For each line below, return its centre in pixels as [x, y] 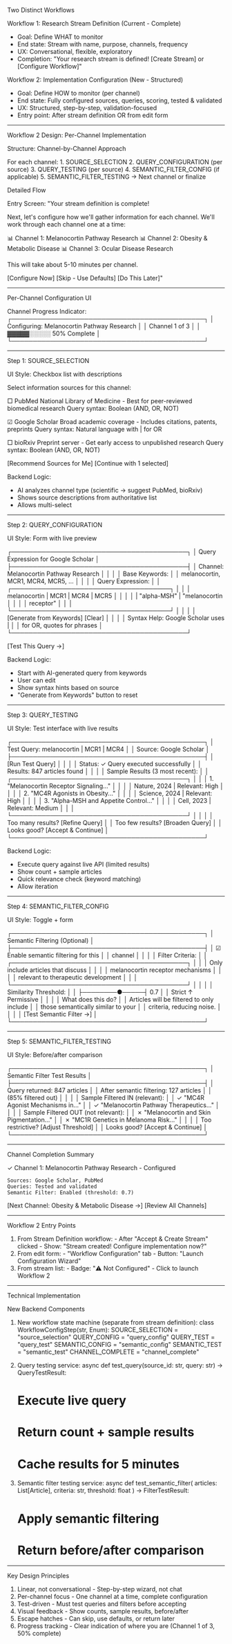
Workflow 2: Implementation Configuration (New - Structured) [95, 80]
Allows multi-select [45, 505]
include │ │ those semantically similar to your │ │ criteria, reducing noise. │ [114, 1007]
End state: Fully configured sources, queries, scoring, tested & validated [119, 100]
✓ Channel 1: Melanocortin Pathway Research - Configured [91, 1168]
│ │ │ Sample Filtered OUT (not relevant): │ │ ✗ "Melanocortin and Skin [109, 1112]
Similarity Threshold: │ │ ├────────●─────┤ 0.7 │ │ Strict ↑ [100, 992]
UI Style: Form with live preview [52, 538]
